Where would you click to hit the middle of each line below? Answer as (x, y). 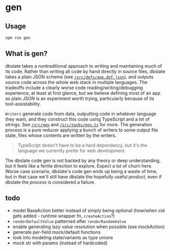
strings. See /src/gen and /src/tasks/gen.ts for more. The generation (79, 124)
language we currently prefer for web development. (72, 150)
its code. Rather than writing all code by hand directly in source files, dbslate (85, 71)
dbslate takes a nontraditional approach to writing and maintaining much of (84, 66)
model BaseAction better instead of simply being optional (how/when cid (89, 210)
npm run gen (18, 38)
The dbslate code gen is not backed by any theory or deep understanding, (83, 160)
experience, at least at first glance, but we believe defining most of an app (83, 93)
